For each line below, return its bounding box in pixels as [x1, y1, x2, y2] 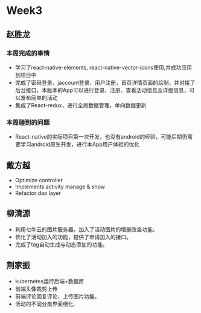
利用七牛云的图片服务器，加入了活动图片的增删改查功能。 [14, 225, 158, 233]
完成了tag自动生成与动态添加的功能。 [14, 240, 108, 248]
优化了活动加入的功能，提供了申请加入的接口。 [14, 233, 132, 240]
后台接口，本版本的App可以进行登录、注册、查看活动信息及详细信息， [14, 86, 190, 94]
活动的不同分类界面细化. [14, 300, 75, 308]
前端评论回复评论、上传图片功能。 [14, 292, 100, 300]
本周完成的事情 [6, 49, 50, 58]
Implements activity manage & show [14, 183, 106, 190]
